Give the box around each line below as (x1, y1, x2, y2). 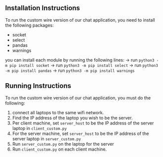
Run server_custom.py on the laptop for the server (12, 141, 114, 147)
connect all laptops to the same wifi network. (12, 109, 104, 115)
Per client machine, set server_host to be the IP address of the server (12, 120, 154, 126)
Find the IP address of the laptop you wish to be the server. (12, 115, 133, 121)
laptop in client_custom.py (12, 125, 67, 131)
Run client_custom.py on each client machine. (12, 146, 107, 152)
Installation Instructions (5, 4, 81, 12)
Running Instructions (5, 82, 72, 90)
